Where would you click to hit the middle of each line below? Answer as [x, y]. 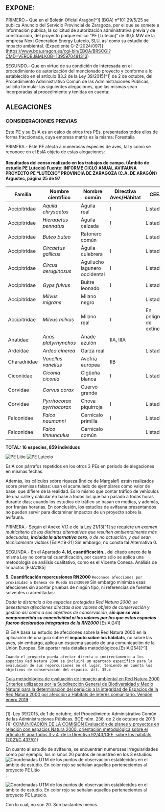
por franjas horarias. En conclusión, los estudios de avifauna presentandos [81, 507]
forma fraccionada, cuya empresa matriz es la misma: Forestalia [70, 137]
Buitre [87, 282]
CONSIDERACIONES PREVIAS [41, 121]
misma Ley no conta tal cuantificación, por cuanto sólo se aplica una [75, 557]
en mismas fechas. [24, 471]
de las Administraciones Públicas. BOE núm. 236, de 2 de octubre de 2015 [81, 719]
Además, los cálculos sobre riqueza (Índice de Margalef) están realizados [80, 481]
